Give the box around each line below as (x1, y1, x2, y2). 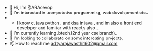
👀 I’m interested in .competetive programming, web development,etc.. (9, 10, 149, 15)
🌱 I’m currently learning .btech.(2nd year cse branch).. (9, 30, 118, 36)
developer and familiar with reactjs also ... (16, 25, 100, 31)
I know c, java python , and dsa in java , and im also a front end (16, 20, 142, 25)
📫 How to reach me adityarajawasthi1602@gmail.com (9, 41, 118, 46)
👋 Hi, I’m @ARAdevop (9, 5, 53, 10)
